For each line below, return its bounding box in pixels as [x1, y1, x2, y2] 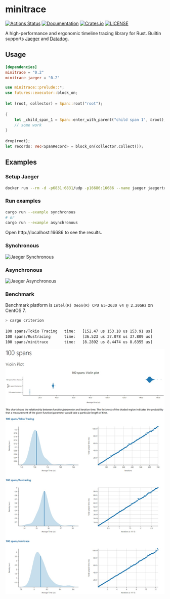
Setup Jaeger [5, 173, 39, 180]
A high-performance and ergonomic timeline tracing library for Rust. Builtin [5, 30, 161, 36]
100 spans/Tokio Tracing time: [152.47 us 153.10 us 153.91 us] [5, 329, 153, 334]
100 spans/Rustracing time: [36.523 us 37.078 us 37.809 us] [5, 334, 153, 339]
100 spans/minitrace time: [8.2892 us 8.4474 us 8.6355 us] [5, 339, 153, 344]
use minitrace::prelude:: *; [5, 85, 65, 90]
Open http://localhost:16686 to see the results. [5, 230, 102, 236]
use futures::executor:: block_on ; [5, 90, 78, 96]
